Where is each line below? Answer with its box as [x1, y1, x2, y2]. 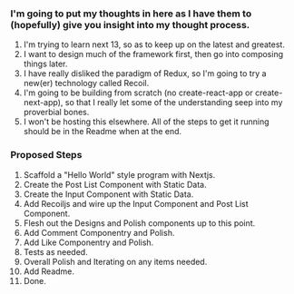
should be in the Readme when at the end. [23, 126, 182, 137]
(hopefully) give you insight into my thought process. [10, 18, 250, 31]
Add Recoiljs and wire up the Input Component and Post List [23, 198, 249, 209]
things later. [23, 58, 68, 70]
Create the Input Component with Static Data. [23, 189, 194, 200]
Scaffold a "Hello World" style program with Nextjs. [23, 169, 216, 180]
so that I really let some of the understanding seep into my [64, 97, 283, 108]
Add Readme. [23, 266, 75, 277]
